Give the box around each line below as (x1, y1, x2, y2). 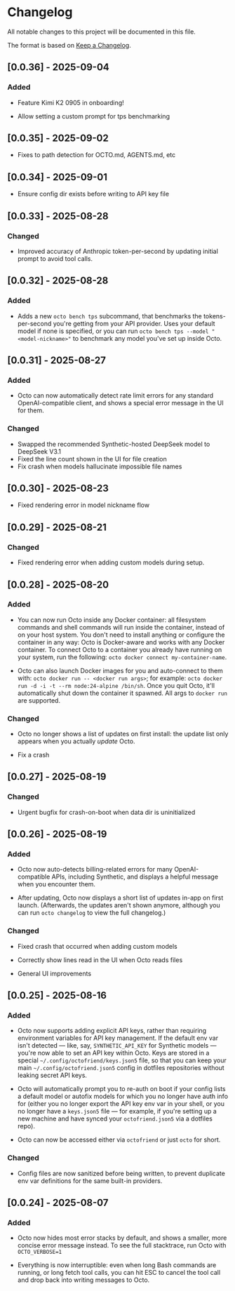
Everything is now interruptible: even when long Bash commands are (17, 1261, 217, 1269)
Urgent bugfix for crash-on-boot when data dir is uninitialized (17, 808, 196, 816)
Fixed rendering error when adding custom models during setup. (17, 558, 205, 567)
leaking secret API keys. (17, 1071, 88, 1080)
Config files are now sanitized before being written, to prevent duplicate (17, 1169, 226, 1177)
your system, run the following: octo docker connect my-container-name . (17, 653, 227, 661)
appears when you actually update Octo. (17, 737, 135, 745)
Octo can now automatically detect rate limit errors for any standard (17, 391, 214, 400)
